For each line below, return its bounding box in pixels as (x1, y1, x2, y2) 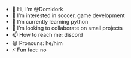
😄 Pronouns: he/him (11, 40, 63, 47)
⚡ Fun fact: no (11, 46, 47, 53)
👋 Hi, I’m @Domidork (11, 6, 63, 12)
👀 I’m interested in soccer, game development (11, 12, 125, 19)
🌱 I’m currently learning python (11, 18, 89, 25)
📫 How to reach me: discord (11, 31, 83, 38)
